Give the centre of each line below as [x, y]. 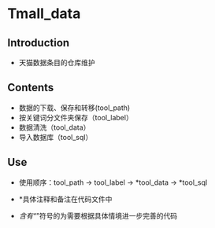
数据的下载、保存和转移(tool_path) [74, 108]
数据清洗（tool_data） [54, 127]
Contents [31, 88]
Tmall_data [44, 14]
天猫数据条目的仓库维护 [57, 63]
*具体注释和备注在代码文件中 [65, 199]
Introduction [39, 43]
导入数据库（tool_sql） [56, 137]
